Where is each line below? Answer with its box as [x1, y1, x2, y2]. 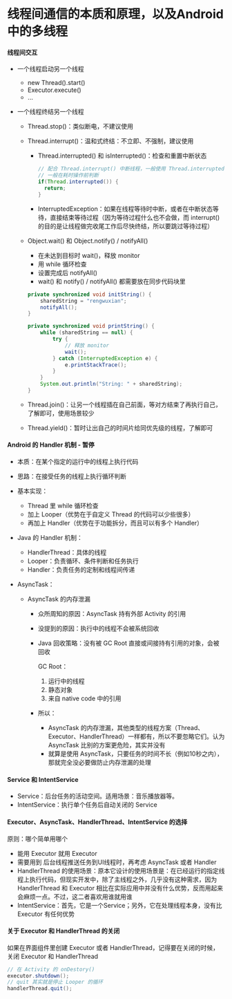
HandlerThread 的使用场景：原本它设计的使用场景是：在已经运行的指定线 [17, 866, 225, 875]
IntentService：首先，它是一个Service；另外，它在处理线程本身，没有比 [17, 901, 222, 909]
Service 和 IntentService [7, 775, 79, 783]
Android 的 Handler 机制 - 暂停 [7, 440, 95, 449]
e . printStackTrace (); [64, 361, 127, 368]
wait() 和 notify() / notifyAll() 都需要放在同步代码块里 [37, 277, 186, 286]
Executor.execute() [27, 86, 81, 94]
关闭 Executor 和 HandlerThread [7, 952, 99, 960]
